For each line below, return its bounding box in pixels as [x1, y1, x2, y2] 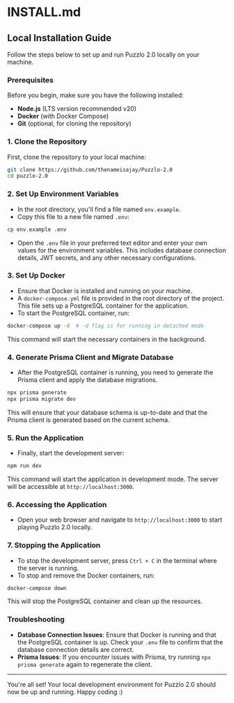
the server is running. [17, 564, 79, 572]
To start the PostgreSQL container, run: [17, 308, 130, 317]
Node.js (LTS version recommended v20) [17, 105, 137, 113]
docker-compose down [7, 584, 68, 591]
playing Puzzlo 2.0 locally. [17, 523, 93, 531]
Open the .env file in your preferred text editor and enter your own [17, 239, 208, 247]
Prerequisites [7, 75, 54, 84]
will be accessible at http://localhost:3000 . [7, 482, 134, 490]
